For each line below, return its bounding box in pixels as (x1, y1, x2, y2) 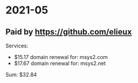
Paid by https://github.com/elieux (5, 27, 132, 37)
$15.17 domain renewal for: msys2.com (14, 54, 108, 60)
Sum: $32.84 (5, 71, 38, 78)
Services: (5, 42, 29, 49)
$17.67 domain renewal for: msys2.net (14, 60, 106, 67)
